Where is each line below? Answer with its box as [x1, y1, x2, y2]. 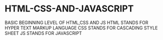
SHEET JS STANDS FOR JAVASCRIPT [4, 30, 82, 36]
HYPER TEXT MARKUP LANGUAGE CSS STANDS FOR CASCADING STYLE [4, 24, 158, 30]
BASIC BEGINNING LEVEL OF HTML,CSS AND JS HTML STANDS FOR [4, 19, 148, 25]
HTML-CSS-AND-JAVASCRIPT [4, 3, 134, 14]
